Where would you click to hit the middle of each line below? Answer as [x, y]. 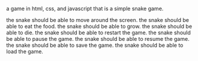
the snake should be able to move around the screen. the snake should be [97, 20]
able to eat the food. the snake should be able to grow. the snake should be [99, 26]
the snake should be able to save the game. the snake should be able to [95, 45]
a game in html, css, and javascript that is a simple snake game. [85, 9]
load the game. [25, 52]
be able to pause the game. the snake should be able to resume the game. [98, 39]
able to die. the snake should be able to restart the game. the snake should [98, 33]
